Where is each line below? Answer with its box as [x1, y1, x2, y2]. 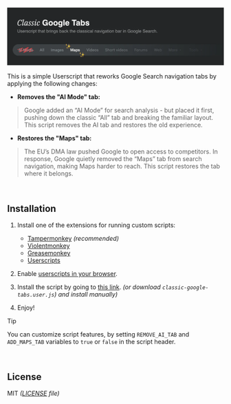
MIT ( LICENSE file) [7, 389, 60, 397]
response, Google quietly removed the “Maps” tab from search [23, 155, 202, 163]
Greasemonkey [27, 249, 71, 257]
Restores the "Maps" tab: [16, 134, 92, 142]
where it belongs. [23, 169, 74, 178]
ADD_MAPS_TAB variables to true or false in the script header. [7, 338, 176, 346]
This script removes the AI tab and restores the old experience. [23, 121, 203, 129]
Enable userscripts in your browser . [16, 270, 118, 278]
